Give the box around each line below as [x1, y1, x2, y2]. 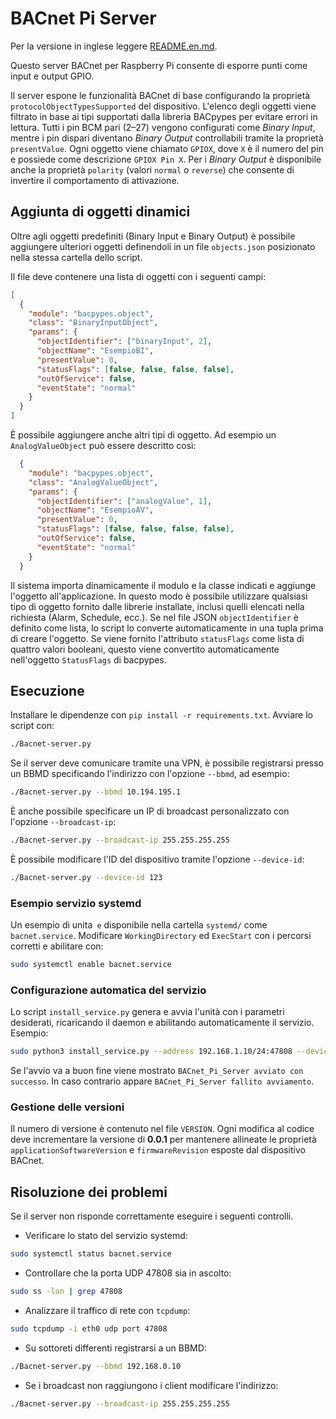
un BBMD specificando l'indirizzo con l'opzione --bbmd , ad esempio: [10, 768, 290, 780]
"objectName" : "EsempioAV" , [36, 505, 155, 516]
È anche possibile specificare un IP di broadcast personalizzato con [10, 805, 290, 817]
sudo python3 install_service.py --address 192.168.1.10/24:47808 [10, 1047, 293, 1057]
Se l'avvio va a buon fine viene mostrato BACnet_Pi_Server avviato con [10, 1065, 304, 1077]
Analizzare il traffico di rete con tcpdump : [24, 1305, 191, 1317]
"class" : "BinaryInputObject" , [28, 318, 159, 328]
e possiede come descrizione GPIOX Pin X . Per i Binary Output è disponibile [10, 153, 322, 165]
